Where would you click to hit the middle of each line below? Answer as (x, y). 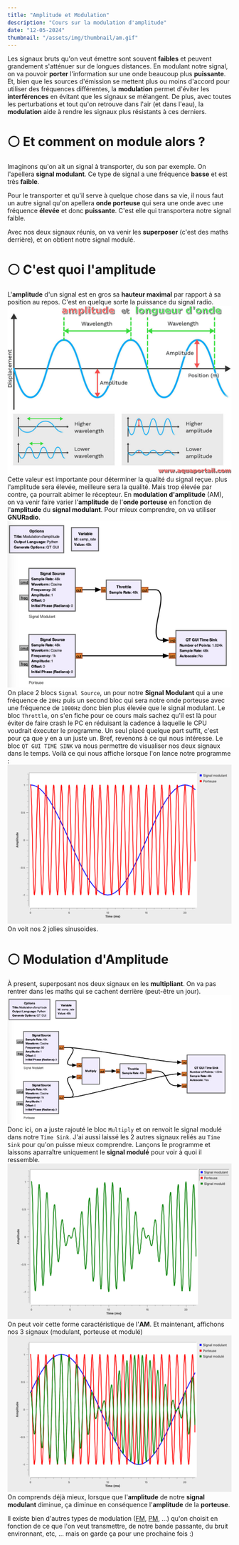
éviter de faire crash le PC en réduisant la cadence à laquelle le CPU (107, 723)
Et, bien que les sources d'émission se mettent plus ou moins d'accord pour (118, 81)
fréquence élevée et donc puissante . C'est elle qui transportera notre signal (119, 211)
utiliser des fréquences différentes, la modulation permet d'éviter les (108, 89)
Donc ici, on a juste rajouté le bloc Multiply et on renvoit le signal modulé (115, 1129)
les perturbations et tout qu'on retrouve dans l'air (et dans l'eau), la (106, 104)
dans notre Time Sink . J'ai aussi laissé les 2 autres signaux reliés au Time (114, 1136)
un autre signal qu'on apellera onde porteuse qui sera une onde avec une (116, 203)
